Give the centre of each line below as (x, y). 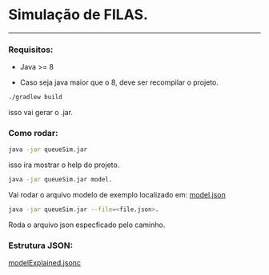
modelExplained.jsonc (45, 263)
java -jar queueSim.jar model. (60, 180)
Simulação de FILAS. (78, 15)
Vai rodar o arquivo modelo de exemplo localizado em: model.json (117, 195)
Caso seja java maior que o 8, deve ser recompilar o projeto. (119, 82)
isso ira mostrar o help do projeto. (64, 165)
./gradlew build (35, 98)
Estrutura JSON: (41, 245)
